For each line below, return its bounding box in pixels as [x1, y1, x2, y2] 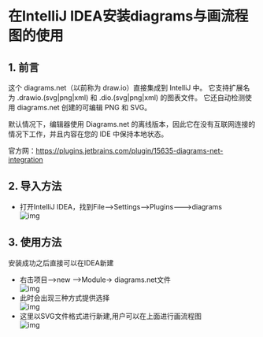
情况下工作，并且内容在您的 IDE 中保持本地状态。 [8, 129, 169, 139]
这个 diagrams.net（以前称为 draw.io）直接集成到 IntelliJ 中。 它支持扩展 [8, 83, 243, 92]
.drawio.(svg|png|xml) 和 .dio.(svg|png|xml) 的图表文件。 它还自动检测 [17, 93, 246, 102]
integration [8, 155, 43, 164]
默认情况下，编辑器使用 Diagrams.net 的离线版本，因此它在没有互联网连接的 [8, 120, 256, 128]
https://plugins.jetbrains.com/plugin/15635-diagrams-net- [35, 146, 224, 155]
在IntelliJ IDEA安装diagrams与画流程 [8, 7, 249, 25]
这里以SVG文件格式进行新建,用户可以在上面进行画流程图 [19, 311, 202, 320]
